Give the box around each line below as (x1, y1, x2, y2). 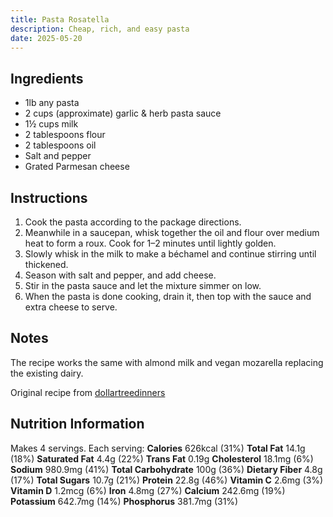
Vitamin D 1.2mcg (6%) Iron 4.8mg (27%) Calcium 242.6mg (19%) (10, 484, 286, 496)
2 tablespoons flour (24, 129, 106, 141)
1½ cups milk (24, 118, 79, 130)
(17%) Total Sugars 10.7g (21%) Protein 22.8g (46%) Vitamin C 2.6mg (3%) (10, 474, 324, 486)
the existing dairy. (10, 367, 84, 379)
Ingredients (10, 70, 84, 87)
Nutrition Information (10, 416, 145, 433)
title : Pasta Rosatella (10, 14, 110, 25)
